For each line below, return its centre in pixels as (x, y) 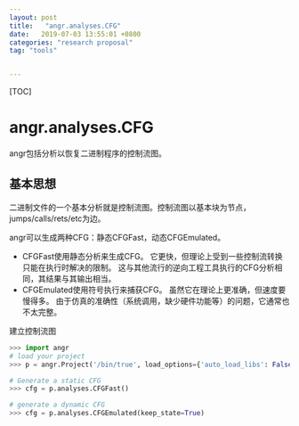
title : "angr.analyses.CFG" (65, 26)
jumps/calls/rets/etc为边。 (57, 218)
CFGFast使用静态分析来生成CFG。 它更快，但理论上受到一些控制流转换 (152, 256)
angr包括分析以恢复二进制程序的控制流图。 (88, 153)
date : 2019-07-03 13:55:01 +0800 (75, 34)
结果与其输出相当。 (81, 278)
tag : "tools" (33, 51)
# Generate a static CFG (55, 381)
